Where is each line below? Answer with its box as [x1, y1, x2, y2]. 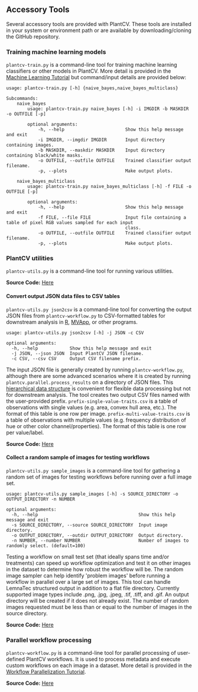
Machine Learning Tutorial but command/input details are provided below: [6, 74, 187, 81]
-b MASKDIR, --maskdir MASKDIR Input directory [37, 147, 165, 153]
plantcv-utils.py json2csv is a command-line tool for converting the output [6, 306, 192, 313]
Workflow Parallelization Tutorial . [6, 668, 86, 675]
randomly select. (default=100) [6, 542, 86, 549]
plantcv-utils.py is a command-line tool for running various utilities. [6, 267, 174, 274]
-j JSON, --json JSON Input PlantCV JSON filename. [11, 350, 144, 357]
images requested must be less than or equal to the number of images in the [6, 603, 192, 610]
